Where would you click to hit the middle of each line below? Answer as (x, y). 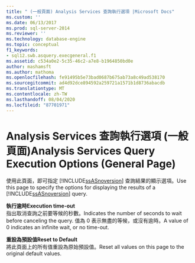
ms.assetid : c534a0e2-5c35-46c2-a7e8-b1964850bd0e (70, 61)
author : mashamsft (29, 66)
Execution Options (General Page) (91, 164)
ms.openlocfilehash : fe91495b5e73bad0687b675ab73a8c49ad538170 (86, 77)
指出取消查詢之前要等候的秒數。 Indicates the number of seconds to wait (94, 213)
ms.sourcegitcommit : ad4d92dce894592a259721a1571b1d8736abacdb (86, 83)
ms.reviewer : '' (26, 34)
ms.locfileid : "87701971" (38, 105)
